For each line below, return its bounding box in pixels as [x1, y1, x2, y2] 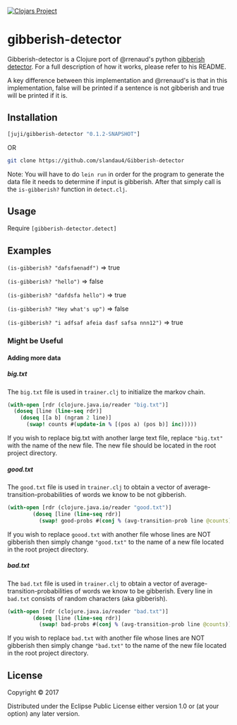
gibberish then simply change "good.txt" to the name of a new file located [7, 537, 224, 546]
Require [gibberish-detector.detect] [7, 224, 117, 233]
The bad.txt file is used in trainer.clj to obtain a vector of [7, 579, 180, 588]
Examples [7, 244, 51, 256]
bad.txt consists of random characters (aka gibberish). [7, 594, 168, 603]
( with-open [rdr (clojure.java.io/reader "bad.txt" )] [7, 607, 169, 615]
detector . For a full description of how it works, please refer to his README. [7, 62, 227, 71]
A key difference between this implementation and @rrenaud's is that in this [7, 76, 228, 84]
